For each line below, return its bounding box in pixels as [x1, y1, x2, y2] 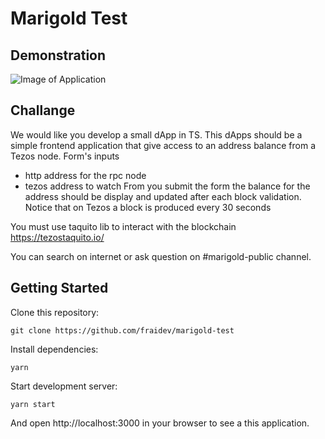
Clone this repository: [10, 306, 100, 318]
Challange [10, 102, 76, 119]
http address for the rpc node [24, 169, 147, 181]
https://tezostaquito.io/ [10, 231, 105, 243]
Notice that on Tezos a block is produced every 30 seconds [24, 201, 272, 213]
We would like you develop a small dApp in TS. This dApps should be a [10, 128, 303, 141]
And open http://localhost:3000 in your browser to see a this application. [10, 417, 310, 429]
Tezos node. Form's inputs [10, 150, 120, 162]
